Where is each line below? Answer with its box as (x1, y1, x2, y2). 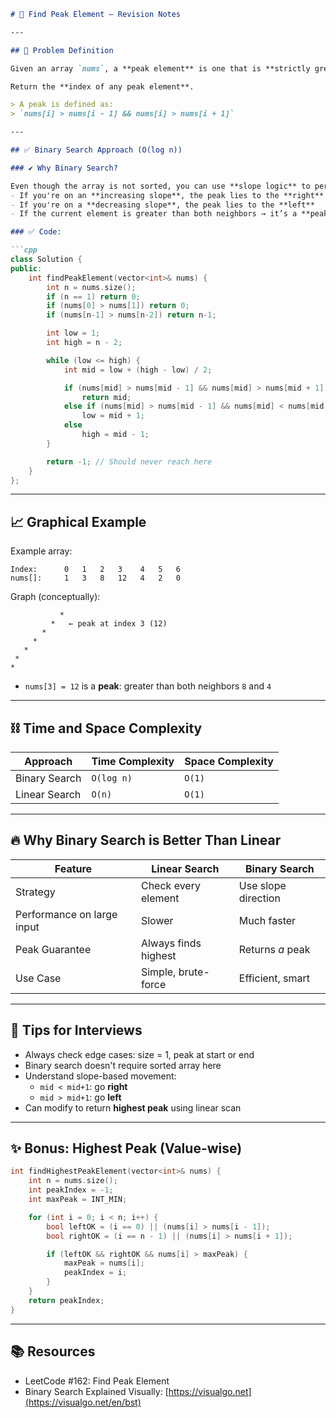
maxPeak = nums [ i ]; (63, 1258, 145, 1269)
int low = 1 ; (46, 328, 101, 339)
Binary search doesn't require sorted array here (24, 1059, 222, 1071)
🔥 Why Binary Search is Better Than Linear (10, 832, 282, 849)
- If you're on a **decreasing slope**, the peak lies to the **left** (10, 200, 315, 210)
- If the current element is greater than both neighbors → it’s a (10, 209, 298, 219)
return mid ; (81, 392, 132, 402)
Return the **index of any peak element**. (10, 81, 195, 92)
